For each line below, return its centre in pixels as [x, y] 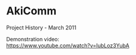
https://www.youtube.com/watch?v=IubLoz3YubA [68, 45]
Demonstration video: [33, 39]
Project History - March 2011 [41, 27]
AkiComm [31, 11]
